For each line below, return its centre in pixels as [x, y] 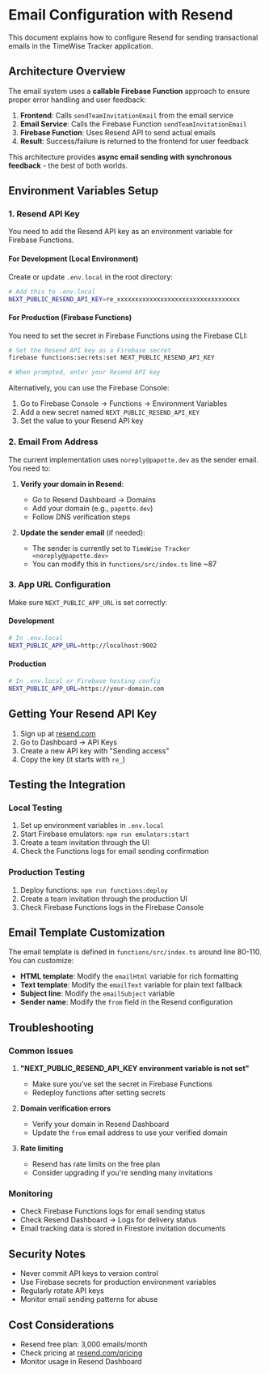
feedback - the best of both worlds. [68, 165]
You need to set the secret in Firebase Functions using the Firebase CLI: [128, 335]
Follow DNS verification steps [81, 517]
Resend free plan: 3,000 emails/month [84, 1344]
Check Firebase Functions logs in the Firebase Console [112, 907]
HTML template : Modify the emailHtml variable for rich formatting [129, 976]
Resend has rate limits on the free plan [96, 1164]
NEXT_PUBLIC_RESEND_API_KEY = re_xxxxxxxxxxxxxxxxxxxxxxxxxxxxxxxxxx [124, 299]
